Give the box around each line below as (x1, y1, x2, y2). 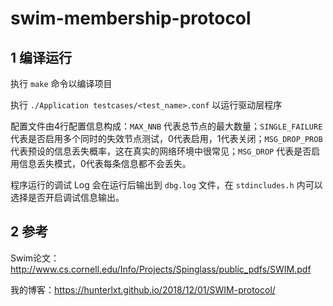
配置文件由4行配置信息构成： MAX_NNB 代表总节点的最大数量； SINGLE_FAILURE (10, 120, 323, 132)
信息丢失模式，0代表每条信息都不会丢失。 (18, 158, 192, 169)
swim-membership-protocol (10, 7, 252, 30)
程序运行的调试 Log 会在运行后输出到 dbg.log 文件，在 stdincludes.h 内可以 (10, 179, 323, 191)
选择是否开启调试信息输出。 (10, 192, 125, 203)
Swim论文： (10, 252, 60, 264)
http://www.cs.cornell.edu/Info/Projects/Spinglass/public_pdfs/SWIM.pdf (10, 263, 312, 275)
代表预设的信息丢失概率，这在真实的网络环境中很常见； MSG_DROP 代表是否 (10, 145, 312, 157)
